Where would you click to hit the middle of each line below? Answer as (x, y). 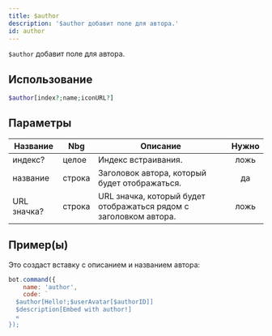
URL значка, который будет (152, 196)
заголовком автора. (137, 216)
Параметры (40, 123)
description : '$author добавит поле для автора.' (94, 23)
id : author (27, 31)
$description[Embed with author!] (74, 310)
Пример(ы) (38, 245)
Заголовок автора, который (152, 172)
